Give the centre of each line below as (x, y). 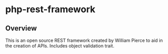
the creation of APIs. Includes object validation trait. (60, 46)
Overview (21, 28)
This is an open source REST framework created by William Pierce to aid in (84, 40)
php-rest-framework (50, 9)
